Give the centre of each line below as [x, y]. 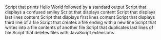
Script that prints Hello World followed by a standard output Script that [76, 7]
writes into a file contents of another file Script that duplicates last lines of [79, 27]
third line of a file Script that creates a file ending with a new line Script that [80, 22]
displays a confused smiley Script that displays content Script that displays [80, 12]
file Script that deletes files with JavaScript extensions [60, 33]
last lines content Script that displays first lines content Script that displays [80, 17]
